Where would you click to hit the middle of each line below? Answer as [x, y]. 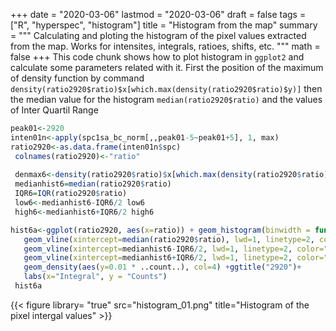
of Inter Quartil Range [54, 110]
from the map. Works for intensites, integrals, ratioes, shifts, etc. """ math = [165, 46]
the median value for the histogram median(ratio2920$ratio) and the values [166, 99]
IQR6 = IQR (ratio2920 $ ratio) [71, 194]
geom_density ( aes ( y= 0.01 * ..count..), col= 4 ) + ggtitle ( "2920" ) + [162, 267]
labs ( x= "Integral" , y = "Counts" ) [95, 277]
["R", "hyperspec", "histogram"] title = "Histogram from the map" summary [164, 25]
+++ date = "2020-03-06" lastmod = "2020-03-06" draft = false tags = [158, 14]
